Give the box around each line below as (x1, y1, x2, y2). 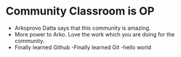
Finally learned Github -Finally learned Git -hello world (14, 44, 151, 51)
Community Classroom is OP (6, 4, 155, 18)
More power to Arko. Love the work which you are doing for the (14, 30, 175, 38)
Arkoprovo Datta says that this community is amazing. (14, 24, 151, 32)
